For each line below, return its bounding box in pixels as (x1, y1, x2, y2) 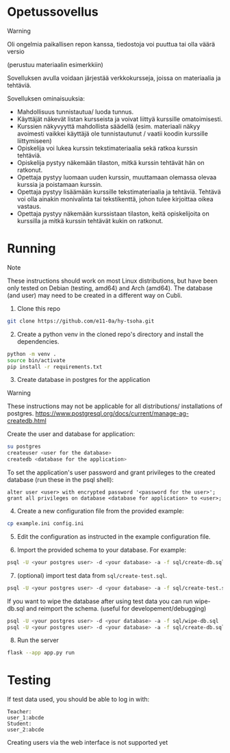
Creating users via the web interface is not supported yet (7, 739, 168, 747)
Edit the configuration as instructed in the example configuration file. (16, 532, 211, 541)
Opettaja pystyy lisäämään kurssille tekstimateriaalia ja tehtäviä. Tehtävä (16, 188, 221, 196)
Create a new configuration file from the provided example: (16, 507, 184, 515)
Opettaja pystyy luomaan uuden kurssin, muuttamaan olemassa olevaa (16, 173, 217, 181)
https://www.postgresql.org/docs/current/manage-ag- (35, 409, 190, 418)
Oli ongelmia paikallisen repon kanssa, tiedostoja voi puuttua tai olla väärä (7, 40, 216, 48)
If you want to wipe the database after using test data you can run (7, 597, 193, 605)
